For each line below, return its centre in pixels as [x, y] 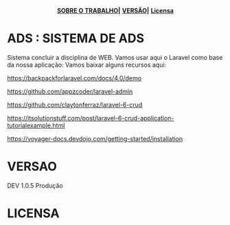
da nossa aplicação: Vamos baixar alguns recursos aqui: [87, 65]
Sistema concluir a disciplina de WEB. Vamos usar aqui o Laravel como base [115, 57]
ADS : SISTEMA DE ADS [76, 39]
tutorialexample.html [36, 125]
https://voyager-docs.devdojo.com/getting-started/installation [95, 138]
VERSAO [32, 167]
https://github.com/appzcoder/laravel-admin [70, 91]
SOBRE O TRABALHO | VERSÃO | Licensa [115, 11]
